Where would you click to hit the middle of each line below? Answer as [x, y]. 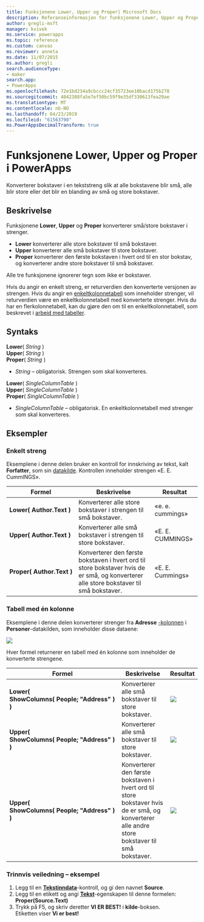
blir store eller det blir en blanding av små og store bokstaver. [83, 192]
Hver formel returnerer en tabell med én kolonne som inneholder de [91, 652]
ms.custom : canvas [29, 46]
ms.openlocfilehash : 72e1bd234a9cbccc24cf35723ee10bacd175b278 [88, 91]
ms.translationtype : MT [36, 102]
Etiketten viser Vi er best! [47, 913]
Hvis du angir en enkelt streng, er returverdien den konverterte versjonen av [101, 286]
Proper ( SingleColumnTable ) [43, 396]
